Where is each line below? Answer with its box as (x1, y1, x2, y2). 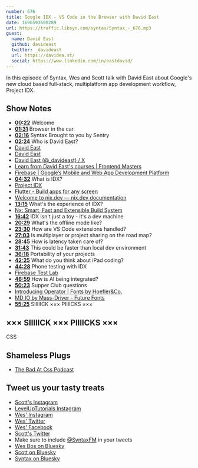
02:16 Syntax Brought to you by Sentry (14, 132, 110, 139)
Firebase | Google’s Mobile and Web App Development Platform (14, 169, 170, 177)
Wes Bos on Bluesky (14, 442, 65, 449)
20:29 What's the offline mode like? (14, 219, 102, 227)
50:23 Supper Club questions (14, 282, 87, 289)
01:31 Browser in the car (14, 125, 74, 132)
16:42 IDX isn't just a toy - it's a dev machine (14, 213, 124, 220)
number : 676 (6, 8, 35, 15)
